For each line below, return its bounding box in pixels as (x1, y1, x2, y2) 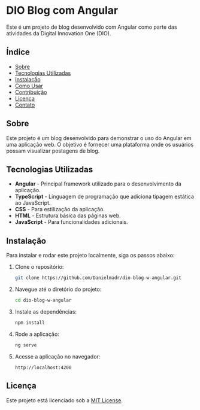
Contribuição (14, 88, 47, 96)
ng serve (14, 342, 37, 348)
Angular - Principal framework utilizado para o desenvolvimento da (14, 180, 181, 187)
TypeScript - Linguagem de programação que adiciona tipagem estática (14, 193, 195, 201)
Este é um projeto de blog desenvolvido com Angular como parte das (6, 23, 178, 31)
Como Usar (14, 82, 43, 89)
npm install (14, 320, 45, 326)
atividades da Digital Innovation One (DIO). (6, 29, 111, 37)
